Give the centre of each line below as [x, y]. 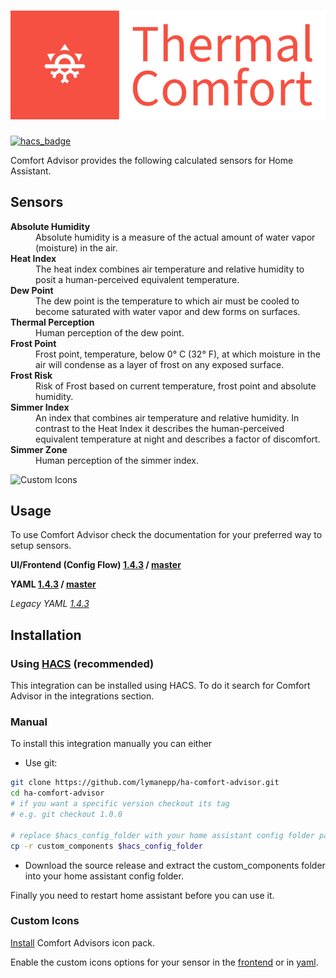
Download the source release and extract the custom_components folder [175, 865]
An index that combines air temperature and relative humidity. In [167, 417]
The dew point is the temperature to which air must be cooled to [167, 301]
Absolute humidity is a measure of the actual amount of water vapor [175, 237]
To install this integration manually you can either [111, 744]
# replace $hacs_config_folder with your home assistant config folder [162, 835]
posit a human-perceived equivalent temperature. [137, 279]
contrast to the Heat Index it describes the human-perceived [160, 428]
